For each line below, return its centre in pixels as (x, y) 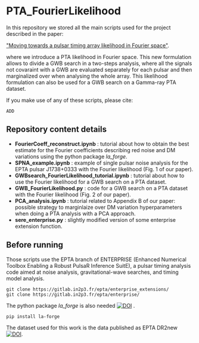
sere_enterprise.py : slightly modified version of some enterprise (95, 220)
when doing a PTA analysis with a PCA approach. (75, 214)
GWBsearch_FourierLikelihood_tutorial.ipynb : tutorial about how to (99, 175)
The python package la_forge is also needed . (71, 305)
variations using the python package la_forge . (71, 156)
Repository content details (57, 129)
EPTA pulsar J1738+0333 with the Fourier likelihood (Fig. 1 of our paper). (104, 169)
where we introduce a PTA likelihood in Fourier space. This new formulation (99, 57)
